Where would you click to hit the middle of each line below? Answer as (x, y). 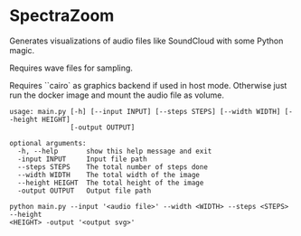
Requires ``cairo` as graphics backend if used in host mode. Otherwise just (148, 85)
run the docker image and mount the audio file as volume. (117, 95)
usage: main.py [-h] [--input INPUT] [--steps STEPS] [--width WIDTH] (145, 111)
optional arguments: (48, 143)
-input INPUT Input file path (82, 159)
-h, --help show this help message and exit (115, 151)
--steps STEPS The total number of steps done (113, 167)
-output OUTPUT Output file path (85, 191)
